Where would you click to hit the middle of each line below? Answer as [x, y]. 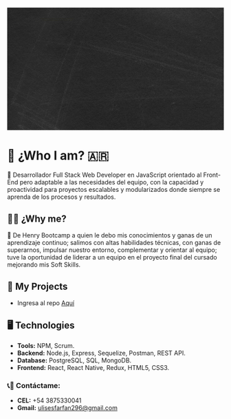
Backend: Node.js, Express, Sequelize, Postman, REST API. [101, 353]
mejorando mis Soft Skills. [44, 265]
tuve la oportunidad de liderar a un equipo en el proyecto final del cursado [112, 257]
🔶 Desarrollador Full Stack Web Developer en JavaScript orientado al [104, 175]
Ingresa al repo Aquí [46, 303]
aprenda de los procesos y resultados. [62, 197]
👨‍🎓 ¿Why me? [37, 218]
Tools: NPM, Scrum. [46, 345]
